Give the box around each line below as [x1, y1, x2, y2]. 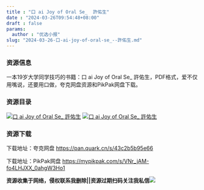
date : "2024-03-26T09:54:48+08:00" [6, 15, 100, 21]
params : [6, 26, 26, 32]
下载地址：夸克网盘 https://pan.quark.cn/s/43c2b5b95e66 [6, 144, 154, 152]
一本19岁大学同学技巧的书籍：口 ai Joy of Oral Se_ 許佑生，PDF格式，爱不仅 [6, 74, 198, 81]
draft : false [6, 20, 43, 26]
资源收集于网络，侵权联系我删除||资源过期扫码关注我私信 [6, 177, 150, 184]
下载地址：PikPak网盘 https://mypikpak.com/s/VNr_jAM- [6, 157, 150, 164]
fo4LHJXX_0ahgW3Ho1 [6, 164, 65, 171]
